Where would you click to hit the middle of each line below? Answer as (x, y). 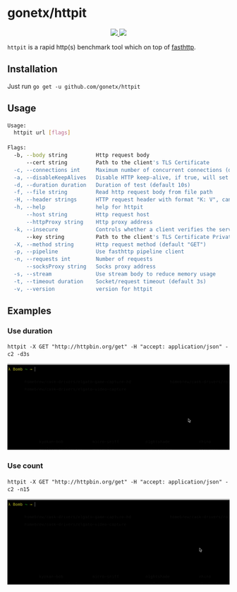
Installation (32, 69)
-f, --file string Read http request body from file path (113, 192)
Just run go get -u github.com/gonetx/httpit (74, 86)
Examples (29, 311)
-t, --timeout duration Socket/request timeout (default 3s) (110, 281)
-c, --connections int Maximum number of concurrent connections (118, 170)
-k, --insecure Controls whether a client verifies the (115, 229)
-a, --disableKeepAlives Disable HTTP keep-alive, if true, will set (121, 178)
